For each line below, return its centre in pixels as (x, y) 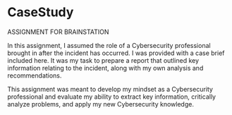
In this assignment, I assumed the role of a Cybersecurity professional (109, 45)
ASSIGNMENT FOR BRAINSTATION (58, 32)
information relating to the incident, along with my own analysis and (105, 68)
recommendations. (35, 75)
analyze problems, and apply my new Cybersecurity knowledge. (100, 104)
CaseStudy (41, 12)
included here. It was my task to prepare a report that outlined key (103, 60)
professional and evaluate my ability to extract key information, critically (112, 97)
